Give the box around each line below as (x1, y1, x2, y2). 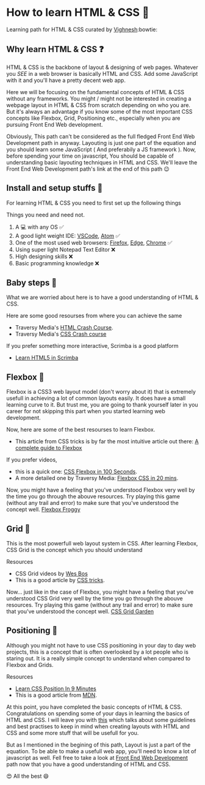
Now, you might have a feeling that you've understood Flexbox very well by (6, 486, 195, 494)
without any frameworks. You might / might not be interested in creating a (6, 95, 192, 102)
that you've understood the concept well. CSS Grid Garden (6, 608, 154, 615)
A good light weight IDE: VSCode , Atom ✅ (15, 232, 121, 239)
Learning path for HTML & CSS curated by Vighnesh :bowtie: (6, 26, 157, 33)
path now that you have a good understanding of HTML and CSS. (6, 761, 171, 768)
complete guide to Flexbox (15, 444, 82, 452)
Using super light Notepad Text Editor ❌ (15, 246, 116, 253)
